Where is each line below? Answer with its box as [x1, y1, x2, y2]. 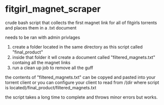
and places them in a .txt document [5, 25, 77, 30]
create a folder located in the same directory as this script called [12, 44, 143, 50]
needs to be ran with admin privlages [5, 34, 80, 40]
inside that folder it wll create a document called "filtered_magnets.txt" [12, 54, 156, 60]
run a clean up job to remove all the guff [12, 65, 93, 71]
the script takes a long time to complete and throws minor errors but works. [5, 94, 158, 100]
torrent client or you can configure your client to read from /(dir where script [5, 79, 160, 85]
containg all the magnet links [12, 59, 71, 65]
